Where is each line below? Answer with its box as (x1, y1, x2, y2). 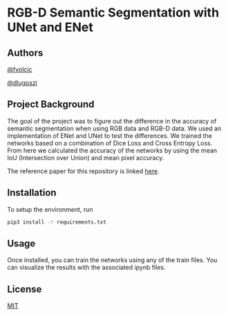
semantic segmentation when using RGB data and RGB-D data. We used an (7, 124, 222, 132)
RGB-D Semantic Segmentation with (7, 5, 220, 21)
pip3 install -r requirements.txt (7, 219, 107, 226)
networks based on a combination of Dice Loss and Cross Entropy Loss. (7, 139, 213, 147)
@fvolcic (7, 66, 32, 73)
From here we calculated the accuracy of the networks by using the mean (7, 146, 218, 155)
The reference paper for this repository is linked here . (7, 167, 160, 175)
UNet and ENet (7, 19, 93, 35)
